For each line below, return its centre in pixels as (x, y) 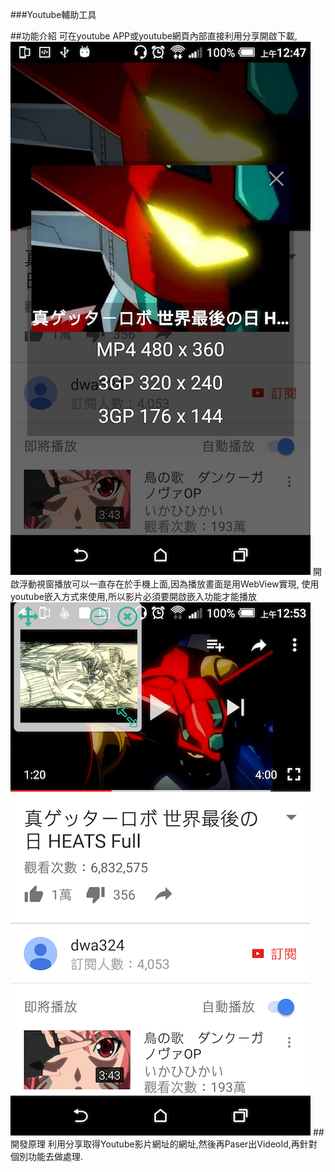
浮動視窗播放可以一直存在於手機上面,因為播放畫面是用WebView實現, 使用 (169, 584)
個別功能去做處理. (47, 1156)
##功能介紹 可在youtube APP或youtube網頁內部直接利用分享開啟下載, (154, 36)
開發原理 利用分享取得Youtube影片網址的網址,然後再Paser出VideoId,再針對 (164, 1144)
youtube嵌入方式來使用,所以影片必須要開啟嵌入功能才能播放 (133, 596)
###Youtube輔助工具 (53, 14)
